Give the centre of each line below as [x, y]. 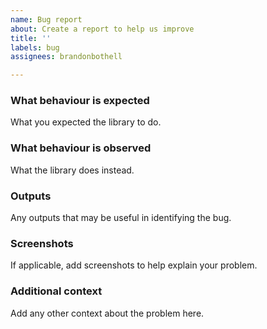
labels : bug [35, 47]
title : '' [31, 38]
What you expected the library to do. [86, 122]
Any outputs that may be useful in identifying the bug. [121, 218]
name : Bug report [46, 19]
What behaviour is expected [80, 101]
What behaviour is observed [81, 148]
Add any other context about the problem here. [107, 313]
